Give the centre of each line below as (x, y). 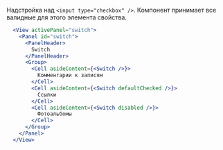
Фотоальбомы (54, 114)
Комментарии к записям (70, 76)
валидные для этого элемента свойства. (67, 17)
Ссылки (47, 94)
